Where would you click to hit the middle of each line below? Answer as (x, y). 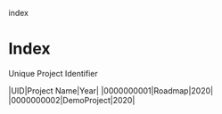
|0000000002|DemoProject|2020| (72, 100)
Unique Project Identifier (53, 73)
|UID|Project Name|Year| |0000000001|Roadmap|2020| (111, 90)
